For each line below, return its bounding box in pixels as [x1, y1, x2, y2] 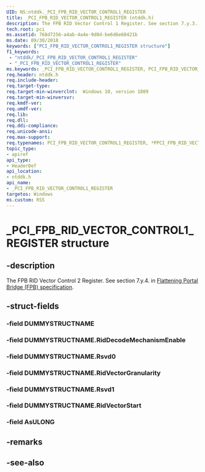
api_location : [6, 168, 43, 174]
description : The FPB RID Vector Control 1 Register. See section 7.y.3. [6, 20, 198, 26]
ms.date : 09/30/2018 [6, 37, 59, 43]
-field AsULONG [6, 418, 55, 426]
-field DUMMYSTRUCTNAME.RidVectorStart [6, 402, 142, 410]
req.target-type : [6, 83, 51, 89]
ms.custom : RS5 [6, 197, 45, 203]
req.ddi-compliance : [6, 123, 59, 129]
